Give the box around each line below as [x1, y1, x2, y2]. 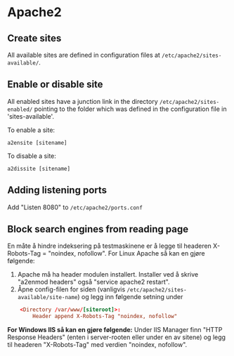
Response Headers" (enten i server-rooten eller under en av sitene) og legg [7, 333, 226, 341]
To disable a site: [7, 152, 56, 160]
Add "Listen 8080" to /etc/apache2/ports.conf [7, 203, 143, 211]
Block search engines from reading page [7, 223, 188, 235]
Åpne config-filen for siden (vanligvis [17, 285, 126, 294]
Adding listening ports [7, 184, 108, 197]
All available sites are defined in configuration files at [7, 51, 160, 59]
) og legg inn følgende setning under [77, 293, 183, 301]
